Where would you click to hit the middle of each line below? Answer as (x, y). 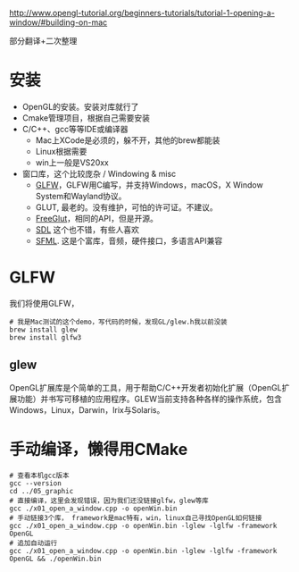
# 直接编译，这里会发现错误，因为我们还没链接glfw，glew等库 (109, 500)
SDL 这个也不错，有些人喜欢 (87, 229)
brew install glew (43, 330)
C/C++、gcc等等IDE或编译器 (75, 129)
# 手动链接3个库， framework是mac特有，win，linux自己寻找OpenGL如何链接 (136, 517)
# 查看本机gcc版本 (39, 475)
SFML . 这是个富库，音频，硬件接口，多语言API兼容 (129, 240)
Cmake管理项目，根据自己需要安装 (86, 118)
